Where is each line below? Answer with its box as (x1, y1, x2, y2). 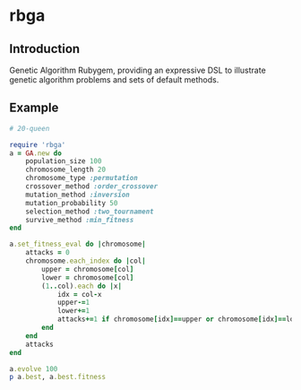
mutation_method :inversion (25, 190, 130, 199)
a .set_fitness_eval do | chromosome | (9, 239, 146, 249)
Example (9, 100, 59, 116)
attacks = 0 (25, 248, 70, 257)
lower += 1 (56, 307, 90, 316)
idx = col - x (56, 290, 102, 299)
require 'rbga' (9, 140, 66, 149)
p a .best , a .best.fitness (9, 373, 106, 382)
